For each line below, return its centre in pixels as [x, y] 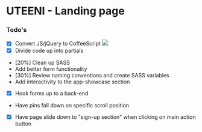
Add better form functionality [51, 69]
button [23, 124]
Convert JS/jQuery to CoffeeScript [58, 44]
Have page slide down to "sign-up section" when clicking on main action [105, 117]
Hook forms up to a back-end [52, 93]
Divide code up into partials [49, 50]
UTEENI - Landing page [65, 11]
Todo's [17, 30]
